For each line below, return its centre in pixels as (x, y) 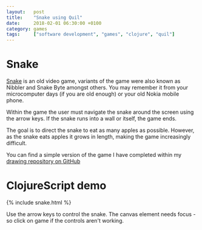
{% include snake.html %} (39, 202)
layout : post (25, 12)
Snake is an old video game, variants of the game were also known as (93, 81)
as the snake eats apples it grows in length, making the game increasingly (99, 137)
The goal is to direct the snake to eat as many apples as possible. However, (100, 130)
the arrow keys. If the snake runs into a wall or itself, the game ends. (92, 119)
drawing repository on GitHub (43, 162)
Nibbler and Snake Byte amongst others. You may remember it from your (97, 88)
